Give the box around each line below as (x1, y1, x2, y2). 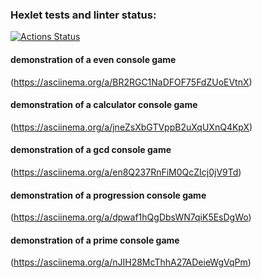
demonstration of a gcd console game (10, 144, 172, 156)
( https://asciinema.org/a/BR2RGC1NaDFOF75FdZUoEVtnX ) (10, 76, 253, 88)
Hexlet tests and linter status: (10, 8, 157, 22)
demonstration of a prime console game (10, 234, 180, 246)
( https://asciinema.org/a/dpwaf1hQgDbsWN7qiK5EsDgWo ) (10, 211, 252, 223)
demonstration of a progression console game (10, 189, 207, 201)
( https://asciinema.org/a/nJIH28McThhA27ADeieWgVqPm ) (10, 256, 252, 268)
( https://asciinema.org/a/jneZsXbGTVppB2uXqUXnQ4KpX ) (10, 121, 253, 133)
